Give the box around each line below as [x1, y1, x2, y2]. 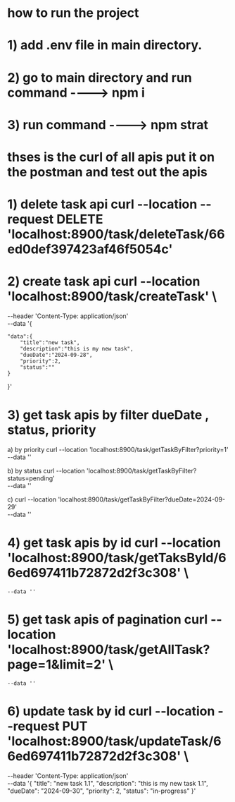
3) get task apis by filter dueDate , [7, 407, 209, 423]
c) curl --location [7, 495, 57, 504]
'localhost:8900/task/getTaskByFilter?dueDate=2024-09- [58, 495, 226, 504]
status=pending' [7, 474, 55, 482]
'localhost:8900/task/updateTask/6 [7, 734, 222, 749]
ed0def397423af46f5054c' [7, 241, 173, 257]
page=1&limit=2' [7, 657, 106, 673]
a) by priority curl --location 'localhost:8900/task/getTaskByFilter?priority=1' [7, 446, 229, 454]
